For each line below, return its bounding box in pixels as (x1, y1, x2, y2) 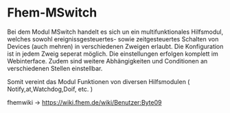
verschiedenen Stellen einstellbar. (7, 64, 103, 72)
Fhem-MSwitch (7, 5, 97, 21)
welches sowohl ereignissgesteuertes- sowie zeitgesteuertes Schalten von (7, 34, 219, 43)
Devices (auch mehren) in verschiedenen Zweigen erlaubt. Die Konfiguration (7, 42, 224, 50)
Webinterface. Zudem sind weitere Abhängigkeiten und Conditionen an (7, 56, 208, 65)
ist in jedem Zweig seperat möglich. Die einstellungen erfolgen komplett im (7, 50, 218, 58)
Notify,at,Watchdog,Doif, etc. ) (7, 85, 93, 93)
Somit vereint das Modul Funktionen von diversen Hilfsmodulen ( (7, 77, 190, 85)
